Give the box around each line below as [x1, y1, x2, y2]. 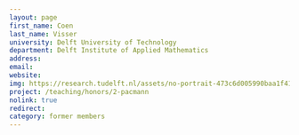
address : [9, 54, 42, 63]
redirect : [9, 104, 46, 113]
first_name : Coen [9, 21, 74, 30]
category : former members [9, 112, 105, 121]
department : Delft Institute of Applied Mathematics [9, 46, 209, 55]
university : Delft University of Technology [9, 37, 177, 47]
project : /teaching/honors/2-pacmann [9, 87, 149, 96]
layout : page [9, 12, 58, 22]
